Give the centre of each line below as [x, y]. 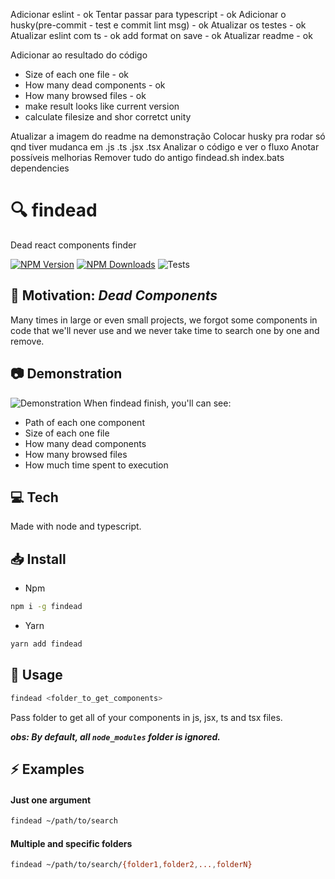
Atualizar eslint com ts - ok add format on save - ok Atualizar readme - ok [161, 35]
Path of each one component [84, 422]
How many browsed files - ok [85, 95]
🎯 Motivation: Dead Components [114, 295]
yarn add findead [46, 644]
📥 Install [38, 559]
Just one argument [51, 800]
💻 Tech [34, 497]
